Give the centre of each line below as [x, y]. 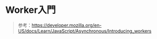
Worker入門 [31, 10]
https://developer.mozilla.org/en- [67, 25]
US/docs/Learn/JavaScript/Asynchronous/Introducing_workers [85, 31]
